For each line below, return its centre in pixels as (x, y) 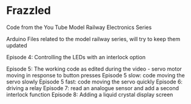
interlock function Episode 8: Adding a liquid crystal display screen (90, 94)
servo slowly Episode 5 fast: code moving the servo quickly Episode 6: (95, 82)
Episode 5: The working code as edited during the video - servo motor (94, 69)
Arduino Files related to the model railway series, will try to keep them (93, 39)
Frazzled (29, 11)
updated (17, 45)
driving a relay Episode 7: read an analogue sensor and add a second (93, 88)
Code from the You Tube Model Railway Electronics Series (79, 27)
